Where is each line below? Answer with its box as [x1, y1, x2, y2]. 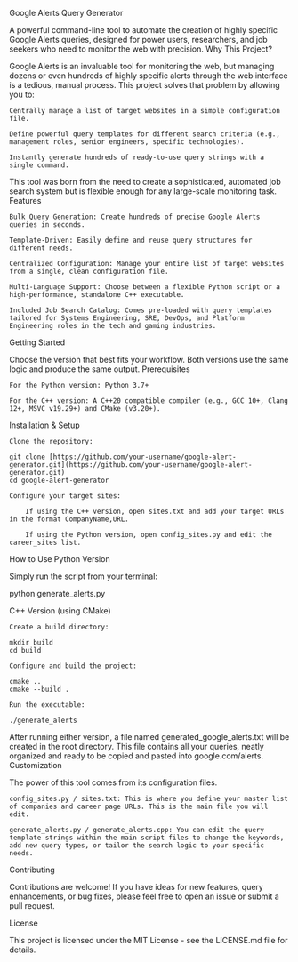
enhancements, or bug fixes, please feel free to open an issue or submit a [9, 891, 280, 902]
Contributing [9, 864, 55, 875]
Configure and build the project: [9, 661, 138, 670]
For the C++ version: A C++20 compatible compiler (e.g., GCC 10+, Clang [9, 397, 289, 405]
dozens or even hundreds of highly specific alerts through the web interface [9, 70, 288, 81]
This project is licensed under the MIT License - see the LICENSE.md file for [9, 935, 288, 945]
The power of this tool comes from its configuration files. [9, 777, 218, 788]
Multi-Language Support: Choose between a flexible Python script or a [9, 283, 280, 292]
